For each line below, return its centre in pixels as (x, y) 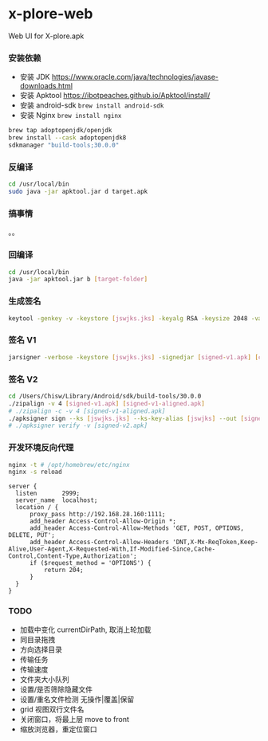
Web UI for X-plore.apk (46, 36)
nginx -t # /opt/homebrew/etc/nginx (69, 465)
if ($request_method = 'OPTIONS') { (90, 563)
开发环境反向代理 (41, 448)
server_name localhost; (57, 500)
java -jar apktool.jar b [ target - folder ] (78, 280)
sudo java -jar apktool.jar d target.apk (78, 192)
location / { (37, 508)
